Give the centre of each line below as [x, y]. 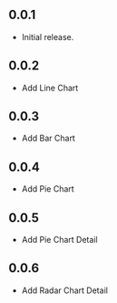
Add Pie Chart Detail [59, 240]
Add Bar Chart [49, 138]
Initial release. [48, 37]
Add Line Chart [50, 88]
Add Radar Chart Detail [64, 290]
